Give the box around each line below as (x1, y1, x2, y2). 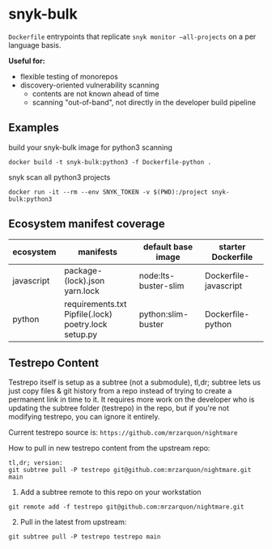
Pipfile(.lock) (64, 309, 113, 320)
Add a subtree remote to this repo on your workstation (19, 487, 202, 497)
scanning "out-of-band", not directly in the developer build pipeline (32, 97, 257, 107)
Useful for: (8, 56, 46, 66)
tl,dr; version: (8, 459, 63, 467)
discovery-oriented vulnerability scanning (19, 80, 159, 90)
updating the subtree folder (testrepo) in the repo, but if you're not (8, 403, 229, 413)
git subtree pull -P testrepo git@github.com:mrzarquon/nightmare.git (8, 466, 252, 475)
